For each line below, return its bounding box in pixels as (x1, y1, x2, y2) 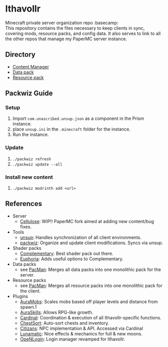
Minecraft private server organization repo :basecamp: (5, 20, 119, 26)
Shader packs (12, 245, 42, 251)
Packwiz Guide (5, 89, 53, 98)
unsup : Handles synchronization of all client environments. (20, 234, 142, 240)
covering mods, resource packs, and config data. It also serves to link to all (5, 30, 161, 36)
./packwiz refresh (12, 157, 51, 162)
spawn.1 (20, 304, 37, 310)
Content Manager (12, 63, 49, 70)
